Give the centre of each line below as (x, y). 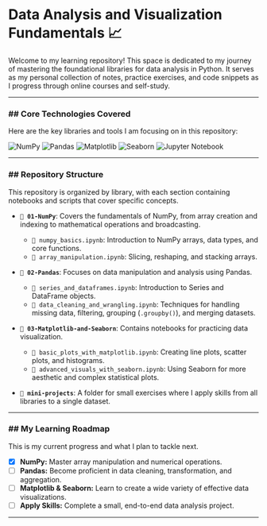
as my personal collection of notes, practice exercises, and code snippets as (133, 77)
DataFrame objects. (64, 296)
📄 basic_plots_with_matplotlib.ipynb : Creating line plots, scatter (139, 352)
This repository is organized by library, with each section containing (119, 191)
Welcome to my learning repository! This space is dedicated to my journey (130, 60)
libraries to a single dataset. (65, 401)
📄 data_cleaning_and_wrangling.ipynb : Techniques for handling (135, 304)
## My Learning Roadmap (59, 429)
